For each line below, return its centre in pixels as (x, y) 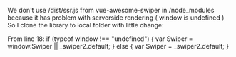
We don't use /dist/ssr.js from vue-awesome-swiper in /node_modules (111, 10)
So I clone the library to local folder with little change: (86, 25)
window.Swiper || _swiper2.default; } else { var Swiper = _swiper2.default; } (118, 46)
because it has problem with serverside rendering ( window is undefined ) (116, 18)
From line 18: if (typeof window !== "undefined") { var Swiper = (101, 39)
